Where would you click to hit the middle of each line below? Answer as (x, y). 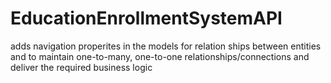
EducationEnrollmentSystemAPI (146, 18)
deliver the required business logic (81, 67)
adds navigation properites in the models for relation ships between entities (166, 46)
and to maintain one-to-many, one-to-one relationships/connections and (160, 56)
